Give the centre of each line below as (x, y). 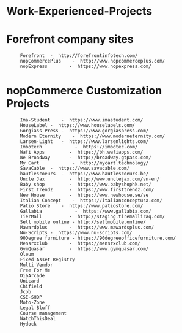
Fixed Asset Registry (47, 260)
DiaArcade (32, 276)
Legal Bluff (35, 308)
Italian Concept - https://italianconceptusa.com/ (91, 201)
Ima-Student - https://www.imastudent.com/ (82, 120)
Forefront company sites (70, 40)
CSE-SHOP (31, 297)
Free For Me (35, 270)
